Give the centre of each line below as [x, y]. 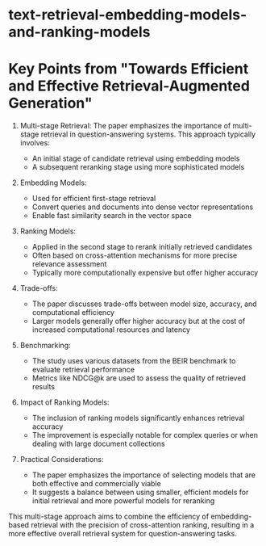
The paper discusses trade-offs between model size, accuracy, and [144, 304]
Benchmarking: [45, 346]
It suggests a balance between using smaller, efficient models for [140, 492]
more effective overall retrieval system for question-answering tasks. [123, 534]
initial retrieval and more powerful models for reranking [123, 501]
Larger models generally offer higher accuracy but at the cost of [139, 321]
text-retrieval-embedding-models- [128, 15]
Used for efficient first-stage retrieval [94, 199]
